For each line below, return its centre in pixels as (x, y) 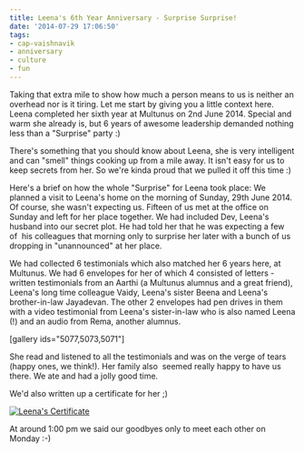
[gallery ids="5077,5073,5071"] (67, 338)
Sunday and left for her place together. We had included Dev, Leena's (139, 216)
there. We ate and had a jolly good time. (84, 376)
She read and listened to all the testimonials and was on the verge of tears (148, 357)
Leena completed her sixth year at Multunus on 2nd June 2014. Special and (151, 114)
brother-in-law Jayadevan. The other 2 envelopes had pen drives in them (146, 302)
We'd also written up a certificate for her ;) (88, 393)
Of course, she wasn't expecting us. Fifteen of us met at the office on (139, 206)
